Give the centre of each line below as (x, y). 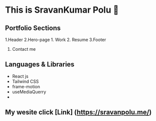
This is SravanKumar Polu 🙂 (62, 10)
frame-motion (26, 86)
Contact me (24, 49)
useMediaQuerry (29, 92)
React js (20, 76)
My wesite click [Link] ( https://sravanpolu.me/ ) (78, 112)
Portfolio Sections (33, 28)
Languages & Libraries (40, 65)
